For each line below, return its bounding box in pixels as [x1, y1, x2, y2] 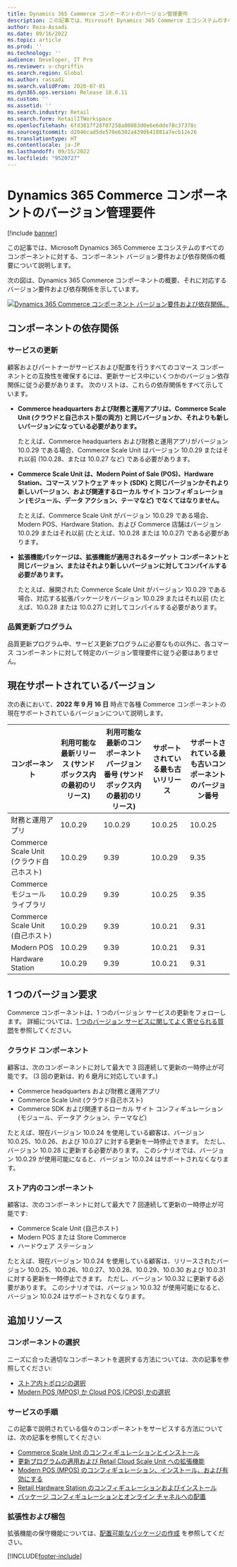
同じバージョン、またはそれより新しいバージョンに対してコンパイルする [17, 561, 227, 570]
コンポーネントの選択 [7, 1338, 80, 1347]
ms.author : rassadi [7, 76, 65, 83]
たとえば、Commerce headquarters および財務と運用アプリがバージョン [17, 437, 229, 445]
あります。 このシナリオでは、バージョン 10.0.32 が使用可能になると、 [19, 1283, 224, 1292]
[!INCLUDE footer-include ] [7, 1552, 83, 1561]
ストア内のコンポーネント [7, 1183, 95, 1193]
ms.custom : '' [7, 96, 49, 103]
